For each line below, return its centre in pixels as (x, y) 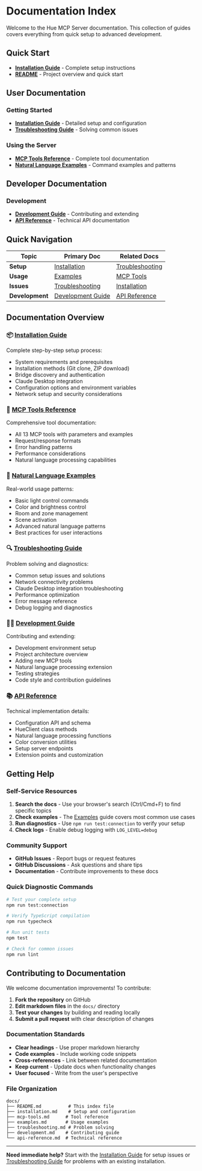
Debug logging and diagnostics (54, 607)
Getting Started (29, 110)
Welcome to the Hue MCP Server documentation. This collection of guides (99, 28)
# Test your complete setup (41, 899)
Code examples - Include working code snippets (75, 1053)
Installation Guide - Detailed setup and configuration (81, 123)
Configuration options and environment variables (75, 388)
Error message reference (46, 601)
